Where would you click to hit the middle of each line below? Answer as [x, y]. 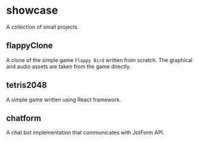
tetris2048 [27, 85]
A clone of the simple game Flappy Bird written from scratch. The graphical [99, 60]
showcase [32, 10]
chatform [24, 118]
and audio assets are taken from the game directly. [69, 66]
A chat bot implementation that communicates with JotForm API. [86, 132]
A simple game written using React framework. [64, 100]
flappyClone [30, 46]
